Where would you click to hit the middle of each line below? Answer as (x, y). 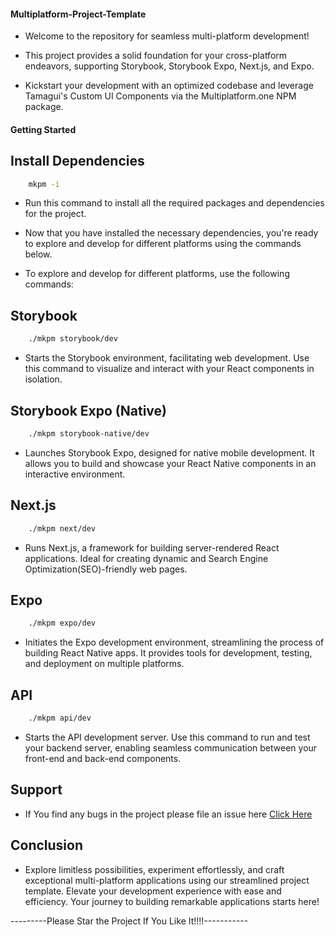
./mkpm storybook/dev (73, 339)
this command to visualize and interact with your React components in (169, 369)
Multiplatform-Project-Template (78, 14)
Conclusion (47, 845)
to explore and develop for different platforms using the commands (163, 244)
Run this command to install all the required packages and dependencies (174, 203)
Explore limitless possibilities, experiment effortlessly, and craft (154, 869)
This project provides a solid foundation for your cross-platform (156, 56)
